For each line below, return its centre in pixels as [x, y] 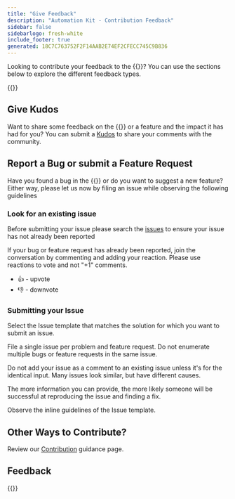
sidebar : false [29, 27]
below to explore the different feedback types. [74, 74]
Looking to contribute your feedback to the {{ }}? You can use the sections [114, 66]
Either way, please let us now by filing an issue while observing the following [118, 188]
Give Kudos [33, 110]
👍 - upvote [34, 279]
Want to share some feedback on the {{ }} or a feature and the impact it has [115, 127]
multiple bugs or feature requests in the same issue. [82, 354]
